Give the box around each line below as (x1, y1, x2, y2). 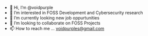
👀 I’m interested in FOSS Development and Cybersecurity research (9, 10, 143, 16)
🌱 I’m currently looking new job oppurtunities (9, 15, 99, 20)
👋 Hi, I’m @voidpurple (9, 5, 53, 10)
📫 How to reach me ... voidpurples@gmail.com (9, 26, 104, 31)
